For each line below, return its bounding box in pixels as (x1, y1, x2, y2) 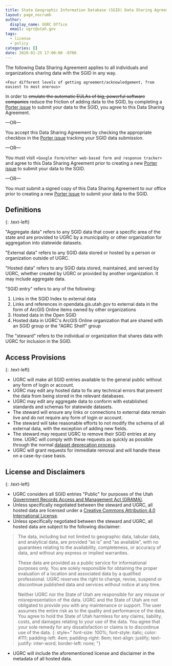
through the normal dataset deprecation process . (12, 442, 117, 448)
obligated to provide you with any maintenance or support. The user (17, 602, 162, 608)
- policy (10, 41, 29, 46)
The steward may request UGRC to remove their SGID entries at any (12, 431, 156, 437)
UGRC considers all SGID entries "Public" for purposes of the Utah (12, 491, 154, 497)
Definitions (5, 205, 41, 214)
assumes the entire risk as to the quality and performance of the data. (17, 607, 165, 614)
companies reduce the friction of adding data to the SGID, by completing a (5, 98, 162, 105)
